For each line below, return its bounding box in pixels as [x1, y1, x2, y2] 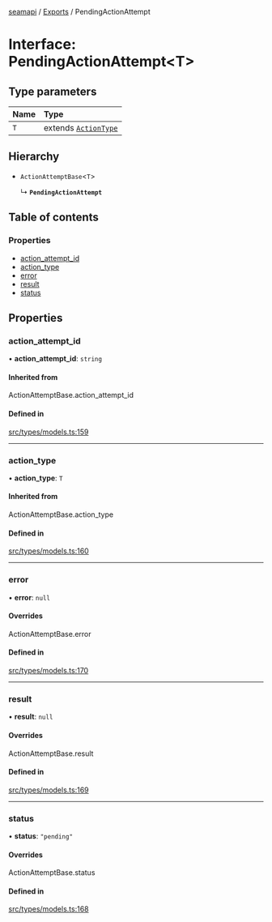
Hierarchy [8, 150, 60, 164]
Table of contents [8, 211, 99, 224]
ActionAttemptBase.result [8, 749, 94, 758]
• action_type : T [8, 473, 63, 483]
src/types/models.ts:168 [8, 904, 89, 914]
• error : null [8, 592, 51, 602]
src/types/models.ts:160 [8, 546, 89, 556]
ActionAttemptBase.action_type [8, 510, 114, 519]
